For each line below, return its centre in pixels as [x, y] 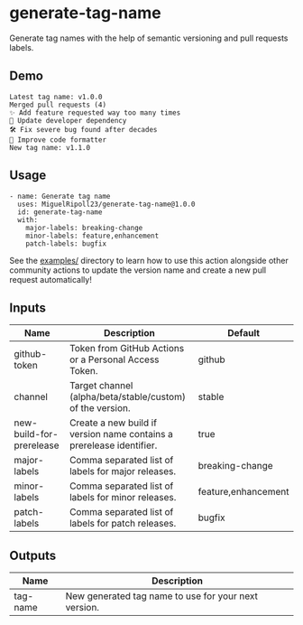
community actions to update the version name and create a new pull [138, 270]
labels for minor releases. [123, 498]
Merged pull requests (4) [58, 105]
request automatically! [50, 279]
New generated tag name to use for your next [162, 596]
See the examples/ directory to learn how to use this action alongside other [149, 260]
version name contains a [121, 434]
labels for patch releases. [123, 524]
